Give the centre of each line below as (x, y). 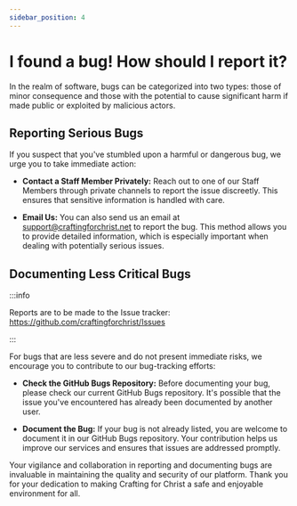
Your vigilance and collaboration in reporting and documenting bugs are (141, 465)
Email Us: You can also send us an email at (101, 217)
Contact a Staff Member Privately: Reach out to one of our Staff (140, 181)
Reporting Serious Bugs (76, 133)
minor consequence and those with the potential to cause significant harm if (149, 95)
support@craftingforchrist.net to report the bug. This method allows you (154, 227)
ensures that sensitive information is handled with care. (123, 200)
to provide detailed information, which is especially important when (145, 236)
